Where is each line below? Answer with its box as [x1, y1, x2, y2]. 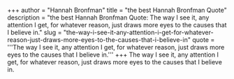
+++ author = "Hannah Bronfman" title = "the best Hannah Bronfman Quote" [7, 6, 227, 14]
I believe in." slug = [7, 28, 62, 36]
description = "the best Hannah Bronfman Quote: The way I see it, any [7, 13, 210, 22]
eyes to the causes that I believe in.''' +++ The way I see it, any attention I [7, 50, 219, 59]
